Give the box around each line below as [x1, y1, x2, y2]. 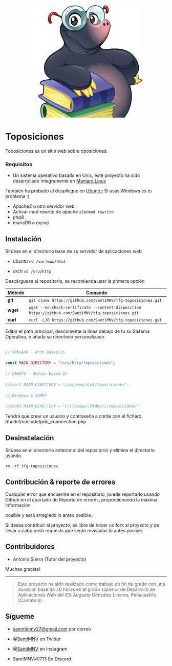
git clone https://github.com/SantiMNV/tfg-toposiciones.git [29, 298, 162, 303]
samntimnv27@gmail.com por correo [12, 625, 91, 632]
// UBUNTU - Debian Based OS [5, 371, 68, 376]
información [5, 502, 31, 508]
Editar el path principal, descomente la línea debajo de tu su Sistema [5, 328, 150, 334]
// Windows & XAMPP [5, 393, 47, 398]
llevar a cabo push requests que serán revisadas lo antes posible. [5, 527, 143, 533]
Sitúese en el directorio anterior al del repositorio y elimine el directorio [5, 447, 155, 454]
